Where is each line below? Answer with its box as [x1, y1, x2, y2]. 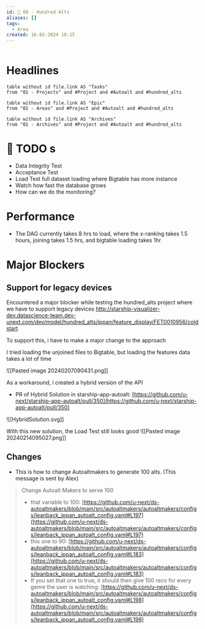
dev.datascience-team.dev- [6, 311, 76, 319]
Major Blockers [6, 258, 85, 272]
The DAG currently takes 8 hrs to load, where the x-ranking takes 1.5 [15, 230, 188, 237]
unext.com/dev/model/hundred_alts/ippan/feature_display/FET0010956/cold [6, 318, 199, 325]
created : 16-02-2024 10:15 [6, 32, 75, 38]
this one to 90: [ [30, 538, 71, 545]
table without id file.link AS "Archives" [6, 116, 116, 123]
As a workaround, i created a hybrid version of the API [6, 379, 143, 386]
